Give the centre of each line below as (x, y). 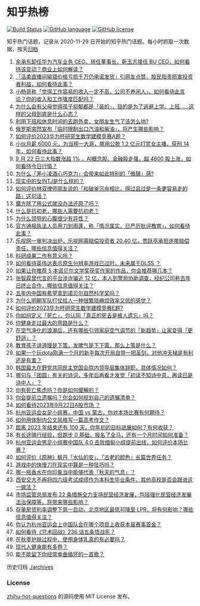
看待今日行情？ (39, 166)
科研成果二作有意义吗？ (44, 256)
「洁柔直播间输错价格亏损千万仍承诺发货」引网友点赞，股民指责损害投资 (104, 76)
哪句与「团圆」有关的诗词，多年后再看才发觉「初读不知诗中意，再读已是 (104, 375)
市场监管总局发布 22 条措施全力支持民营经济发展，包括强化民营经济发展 (104, 494)
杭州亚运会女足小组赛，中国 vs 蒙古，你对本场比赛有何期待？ (90, 412)
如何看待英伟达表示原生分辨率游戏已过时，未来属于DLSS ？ (88, 263)
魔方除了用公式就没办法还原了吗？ (57, 203)
